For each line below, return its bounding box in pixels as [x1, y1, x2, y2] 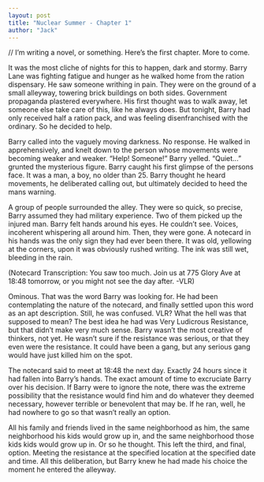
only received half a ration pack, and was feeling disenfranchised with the [8, 114, 248, 123]
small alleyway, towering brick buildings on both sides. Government [8, 88, 227, 98]
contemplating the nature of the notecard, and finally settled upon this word [8, 301, 254, 310]
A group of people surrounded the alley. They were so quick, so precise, [8, 203, 243, 212]
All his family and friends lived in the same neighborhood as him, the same [8, 423, 250, 432]
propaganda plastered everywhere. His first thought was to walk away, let [8, 96, 248, 106]
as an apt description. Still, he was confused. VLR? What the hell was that [8, 308, 247, 318]
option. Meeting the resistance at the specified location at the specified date [8, 448, 256, 458]
